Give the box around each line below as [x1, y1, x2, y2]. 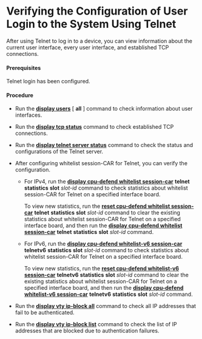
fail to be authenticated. [15, 309, 75, 317]
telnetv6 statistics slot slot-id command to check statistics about [24, 247, 189, 254]
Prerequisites [6, 64, 41, 71]
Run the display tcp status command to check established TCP [15, 123, 174, 131]
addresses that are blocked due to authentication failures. [15, 327, 160, 335]
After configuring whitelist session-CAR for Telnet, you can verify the [15, 160, 188, 167]
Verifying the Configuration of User [6, 4, 188, 18]
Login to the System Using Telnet [6, 17, 177, 31]
